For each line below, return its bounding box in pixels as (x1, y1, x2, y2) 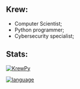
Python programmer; (14, 26, 65, 33)
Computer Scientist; (14, 20, 63, 27)
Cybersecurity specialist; (14, 32, 74, 40)
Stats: (6, 49, 28, 59)
